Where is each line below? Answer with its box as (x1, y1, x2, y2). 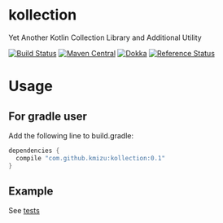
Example (8, 184, 54, 198)
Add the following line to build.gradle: (8, 130, 134, 140)
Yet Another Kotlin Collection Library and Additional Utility (8, 33, 202, 42)
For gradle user (8, 109, 88, 123)
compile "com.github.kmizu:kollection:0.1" (15, 154, 165, 162)
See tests (8, 206, 41, 216)
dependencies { (8, 146, 60, 155)
